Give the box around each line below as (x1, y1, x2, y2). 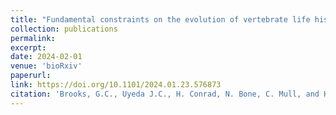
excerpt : (10, 42, 47, 53)
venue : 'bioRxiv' (10, 61, 83, 71)
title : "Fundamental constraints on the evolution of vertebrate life (10, 14, 311, 25)
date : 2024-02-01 (10, 52, 83, 62)
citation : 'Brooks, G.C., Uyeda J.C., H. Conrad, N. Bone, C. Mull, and (10, 89, 320, 99)
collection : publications (10, 24, 118, 34)
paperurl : (10, 71, 52, 81)
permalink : (10, 33, 56, 43)
